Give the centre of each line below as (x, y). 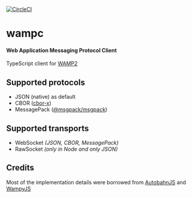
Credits (20, 168)
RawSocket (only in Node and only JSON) (66, 149)
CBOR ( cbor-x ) (33, 103)
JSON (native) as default (45, 97)
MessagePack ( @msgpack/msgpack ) (61, 109)
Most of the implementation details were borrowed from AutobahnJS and (96, 182)
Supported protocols (46, 82)
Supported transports (48, 128)
